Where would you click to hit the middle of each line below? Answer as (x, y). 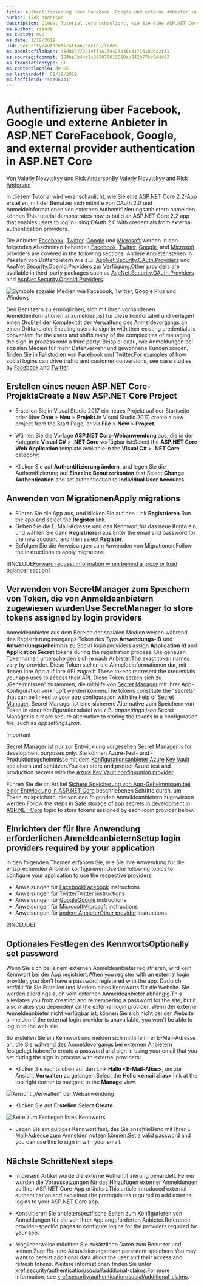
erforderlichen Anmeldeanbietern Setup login (93, 838)
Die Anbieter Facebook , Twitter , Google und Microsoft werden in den (92, 241)
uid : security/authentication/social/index (62, 46)
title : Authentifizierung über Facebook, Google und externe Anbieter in (102, 12)
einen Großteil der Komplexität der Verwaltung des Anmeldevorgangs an (97, 322)
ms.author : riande (29, 29)
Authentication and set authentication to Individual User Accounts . (100, 479)
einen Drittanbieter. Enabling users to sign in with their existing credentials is (101, 329)
